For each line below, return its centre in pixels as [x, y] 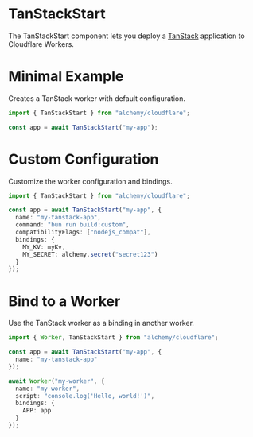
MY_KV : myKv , [44, 247]
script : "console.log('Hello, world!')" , [85, 396]
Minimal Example [66, 77]
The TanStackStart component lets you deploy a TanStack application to [127, 36]
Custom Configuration [84, 159]
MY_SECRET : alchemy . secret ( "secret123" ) [90, 254]
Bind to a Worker [64, 301]
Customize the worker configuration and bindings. [90, 181]
